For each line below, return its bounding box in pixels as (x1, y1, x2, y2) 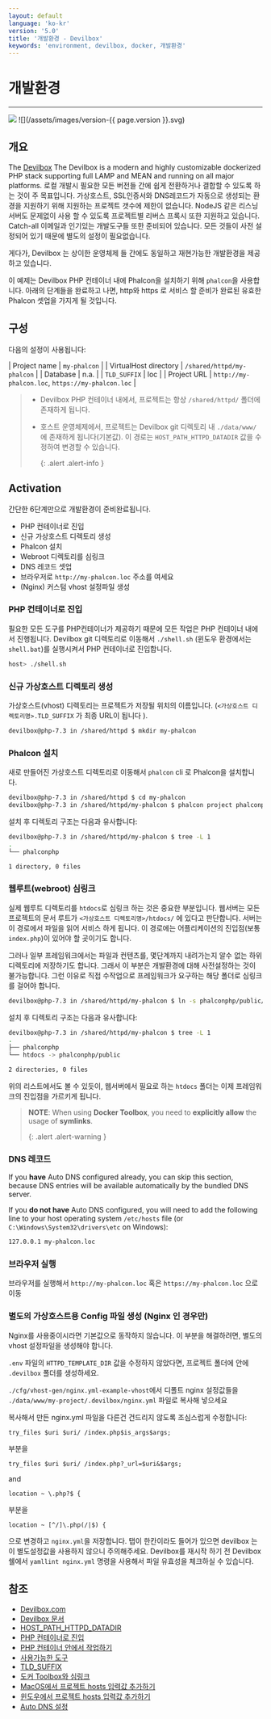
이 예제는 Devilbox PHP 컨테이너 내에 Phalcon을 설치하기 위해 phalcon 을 (8, 275, 239, 285)
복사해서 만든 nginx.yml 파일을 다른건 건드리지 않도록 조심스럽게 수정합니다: (8, 1412, 248, 1422)
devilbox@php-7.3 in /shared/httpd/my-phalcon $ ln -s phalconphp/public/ (8, 997, 265, 1005)
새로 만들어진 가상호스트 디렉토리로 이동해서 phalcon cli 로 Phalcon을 (8, 767, 227, 777)
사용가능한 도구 (19, 1653, 69, 1662)
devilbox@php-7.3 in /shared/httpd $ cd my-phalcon (8, 793, 186, 802)
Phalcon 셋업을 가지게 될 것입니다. (8, 296, 117, 305)
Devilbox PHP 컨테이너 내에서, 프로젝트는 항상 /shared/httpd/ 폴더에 (40, 394, 261, 404)
